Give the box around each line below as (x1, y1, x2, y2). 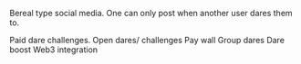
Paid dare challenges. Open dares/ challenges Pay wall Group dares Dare (9, 35, 285, 45)
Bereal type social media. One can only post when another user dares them (9, 8, 294, 18)
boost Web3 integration (9, 44, 99, 55)
